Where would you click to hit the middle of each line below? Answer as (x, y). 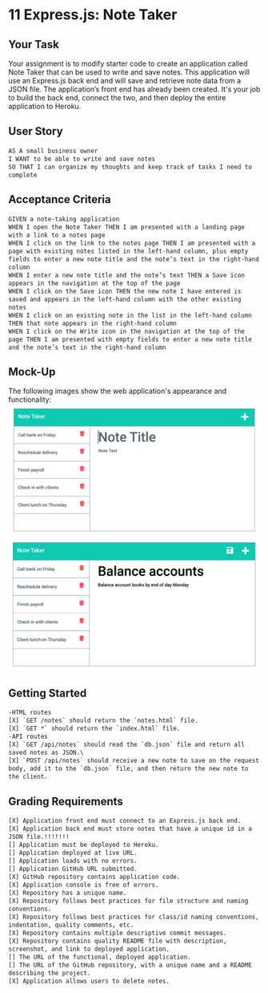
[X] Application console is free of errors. (84, 885)
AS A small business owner (53, 151)
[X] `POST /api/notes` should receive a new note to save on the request (134, 761)
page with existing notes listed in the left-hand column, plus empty (128, 251)
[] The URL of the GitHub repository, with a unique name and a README (130, 965)
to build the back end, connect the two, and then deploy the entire (117, 97)
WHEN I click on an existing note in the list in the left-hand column (130, 315)
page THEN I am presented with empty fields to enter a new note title (130, 339)
